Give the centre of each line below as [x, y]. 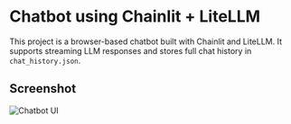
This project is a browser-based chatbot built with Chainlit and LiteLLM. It [146, 41]
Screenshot [43, 89]
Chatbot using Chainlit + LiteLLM [135, 17]
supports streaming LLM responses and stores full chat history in [131, 50]
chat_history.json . [45, 60]
